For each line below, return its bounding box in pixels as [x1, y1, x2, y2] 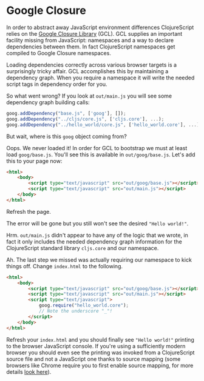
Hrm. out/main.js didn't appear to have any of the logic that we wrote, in [6, 231, 188, 239]
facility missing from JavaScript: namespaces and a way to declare [6, 36, 174, 44]
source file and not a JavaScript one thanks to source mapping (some [6, 355, 181, 362]
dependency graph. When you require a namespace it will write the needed [6, 74, 195, 81]
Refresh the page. [6, 208, 52, 215]
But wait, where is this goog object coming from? [6, 133, 127, 140]
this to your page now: [6, 157, 63, 164]
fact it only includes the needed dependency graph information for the [6, 237, 182, 245]
